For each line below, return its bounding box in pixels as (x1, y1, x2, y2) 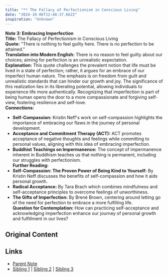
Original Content (5, 230, 58, 238)
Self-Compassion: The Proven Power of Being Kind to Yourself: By (12, 168, 154, 174)
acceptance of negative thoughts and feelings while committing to (12, 136, 149, 142)
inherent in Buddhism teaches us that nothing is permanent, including (12, 152, 156, 158)
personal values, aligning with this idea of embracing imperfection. (12, 141, 150, 147)
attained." (5, 46, 25, 53)
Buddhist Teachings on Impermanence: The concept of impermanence (12, 146, 162, 153)
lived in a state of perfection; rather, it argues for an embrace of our (5, 68, 145, 74)
